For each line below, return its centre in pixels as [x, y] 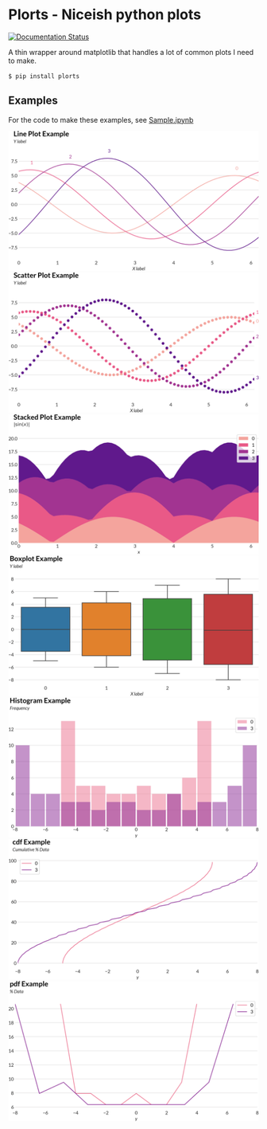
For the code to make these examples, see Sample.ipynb [101, 120]
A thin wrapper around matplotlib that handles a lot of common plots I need [131, 52]
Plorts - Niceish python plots [104, 15]
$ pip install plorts [44, 76]
